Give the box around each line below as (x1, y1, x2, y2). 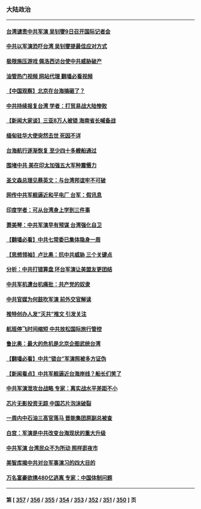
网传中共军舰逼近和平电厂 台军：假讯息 (6, 191, 102, 199)
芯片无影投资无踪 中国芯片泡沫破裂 (6, 400, 92, 407)
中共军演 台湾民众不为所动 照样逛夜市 (6, 444, 98, 451)
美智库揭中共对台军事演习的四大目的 (6, 459, 96, 466)
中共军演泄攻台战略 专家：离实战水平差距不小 (6, 385, 118, 392)
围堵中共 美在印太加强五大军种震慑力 (6, 162, 97, 169)
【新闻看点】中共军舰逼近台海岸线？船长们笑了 (6, 370, 121, 377)
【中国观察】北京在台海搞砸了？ (6, 87, 85, 94)
